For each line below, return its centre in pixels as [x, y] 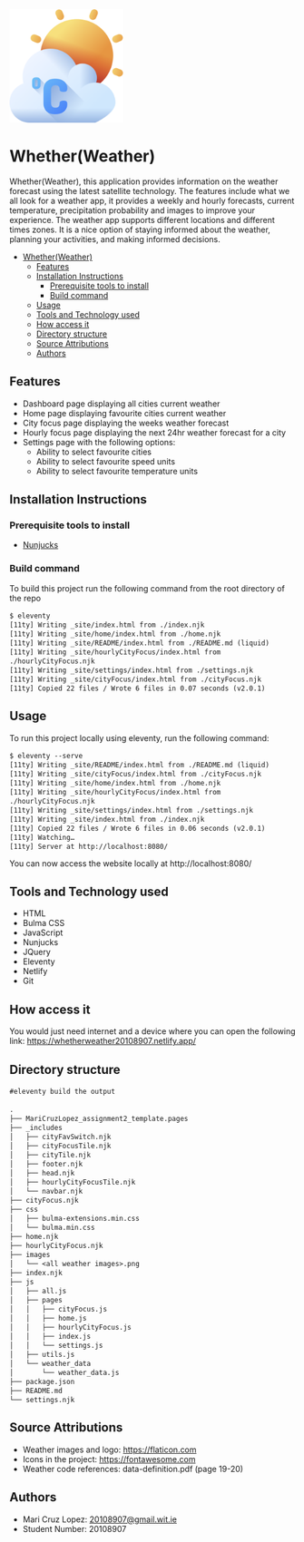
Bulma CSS [44, 923]
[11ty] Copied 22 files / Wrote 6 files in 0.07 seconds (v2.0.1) [137, 688]
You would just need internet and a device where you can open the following [152, 1031]
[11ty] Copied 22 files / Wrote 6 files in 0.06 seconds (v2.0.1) [137, 828]
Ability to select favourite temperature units [117, 471]
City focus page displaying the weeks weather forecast [126, 423]
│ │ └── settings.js [56, 1345]
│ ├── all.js [38, 1291]
